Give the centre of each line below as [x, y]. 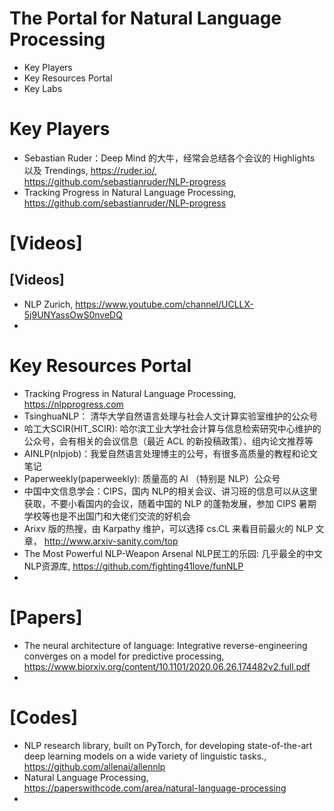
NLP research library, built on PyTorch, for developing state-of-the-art [168, 745]
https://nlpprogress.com [73, 404]
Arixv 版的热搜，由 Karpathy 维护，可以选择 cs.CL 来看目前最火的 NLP [168, 528]
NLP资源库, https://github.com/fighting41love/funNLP [133, 566]
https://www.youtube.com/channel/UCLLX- [165, 304]
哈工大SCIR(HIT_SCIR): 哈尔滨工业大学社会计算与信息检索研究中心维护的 [172, 428]
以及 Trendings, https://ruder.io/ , [90, 170]
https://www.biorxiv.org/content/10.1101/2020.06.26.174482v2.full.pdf [167, 666]
